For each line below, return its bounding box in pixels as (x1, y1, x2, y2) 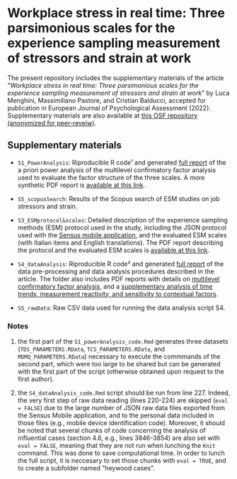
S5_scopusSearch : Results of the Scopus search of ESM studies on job (17, 194, 221, 203)
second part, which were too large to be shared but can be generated (17, 360, 221, 368)
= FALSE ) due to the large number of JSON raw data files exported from (17, 404, 225, 412)
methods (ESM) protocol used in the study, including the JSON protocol (17, 223, 226, 232)
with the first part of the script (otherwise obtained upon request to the (17, 367, 224, 376)
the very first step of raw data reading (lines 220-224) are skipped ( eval (17, 396, 229, 405)
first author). (17, 375, 54, 383)
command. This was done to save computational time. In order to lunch (17, 449, 225, 458)
